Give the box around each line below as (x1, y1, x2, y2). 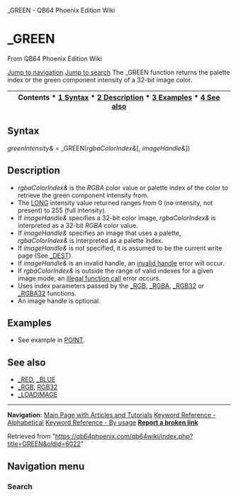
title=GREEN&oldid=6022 (7, 439, 81, 448)
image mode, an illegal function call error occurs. (17, 273, 161, 283)
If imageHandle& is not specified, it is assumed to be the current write (17, 244, 222, 252)
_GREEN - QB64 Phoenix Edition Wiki (7, 6, 115, 14)
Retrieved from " (7, 432, 55, 441)
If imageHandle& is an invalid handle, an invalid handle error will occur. (17, 258, 225, 267)
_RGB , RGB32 (17, 383, 58, 391)
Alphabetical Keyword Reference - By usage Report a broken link (7, 418, 198, 427)
